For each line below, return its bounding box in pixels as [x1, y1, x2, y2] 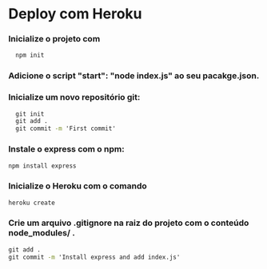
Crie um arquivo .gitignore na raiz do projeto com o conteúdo [8, 217, 249, 228]
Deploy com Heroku [8, 5, 142, 23]
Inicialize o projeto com [8, 34, 101, 45]
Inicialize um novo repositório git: [8, 92, 141, 103]
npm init [15, 51, 45, 60]
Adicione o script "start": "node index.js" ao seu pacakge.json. [8, 70, 260, 81]
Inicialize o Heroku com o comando [8, 180, 147, 192]
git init [15, 109, 45, 118]
